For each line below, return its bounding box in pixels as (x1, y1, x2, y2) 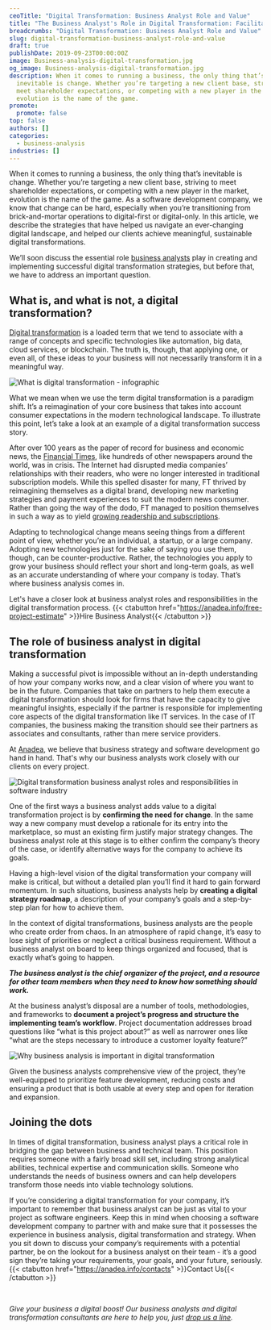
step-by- (223, 894, 253, 903)
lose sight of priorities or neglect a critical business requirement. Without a (9, 936, 257, 944)
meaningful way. (9, 362, 64, 372)
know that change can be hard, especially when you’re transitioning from (9, 203, 252, 213)
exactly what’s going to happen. (9, 953, 115, 962)
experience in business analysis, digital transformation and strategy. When (9, 1229, 257, 1239)
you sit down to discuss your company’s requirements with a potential (9, 1238, 240, 1248)
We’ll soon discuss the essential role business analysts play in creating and (9, 253, 258, 263)
